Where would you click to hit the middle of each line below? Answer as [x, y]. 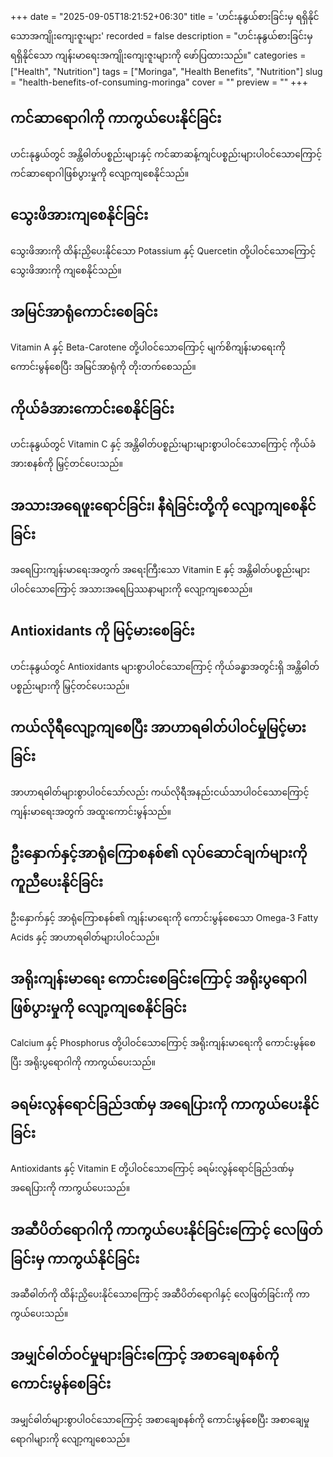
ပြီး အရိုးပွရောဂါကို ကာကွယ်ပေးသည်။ [83, 1062]
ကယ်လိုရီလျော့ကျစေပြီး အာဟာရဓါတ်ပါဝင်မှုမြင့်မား [158, 728]
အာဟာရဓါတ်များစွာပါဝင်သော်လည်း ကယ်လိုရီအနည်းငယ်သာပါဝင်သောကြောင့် [160, 792]
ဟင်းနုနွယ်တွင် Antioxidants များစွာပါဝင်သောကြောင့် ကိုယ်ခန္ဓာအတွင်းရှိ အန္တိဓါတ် [165, 666]
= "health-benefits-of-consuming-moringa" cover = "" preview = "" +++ [159, 82]
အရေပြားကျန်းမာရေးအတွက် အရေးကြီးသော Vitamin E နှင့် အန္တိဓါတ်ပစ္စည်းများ [160, 570]
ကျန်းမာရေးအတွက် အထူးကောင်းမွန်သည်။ [91, 811]
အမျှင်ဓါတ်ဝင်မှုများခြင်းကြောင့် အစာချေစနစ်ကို [145, 1355]
